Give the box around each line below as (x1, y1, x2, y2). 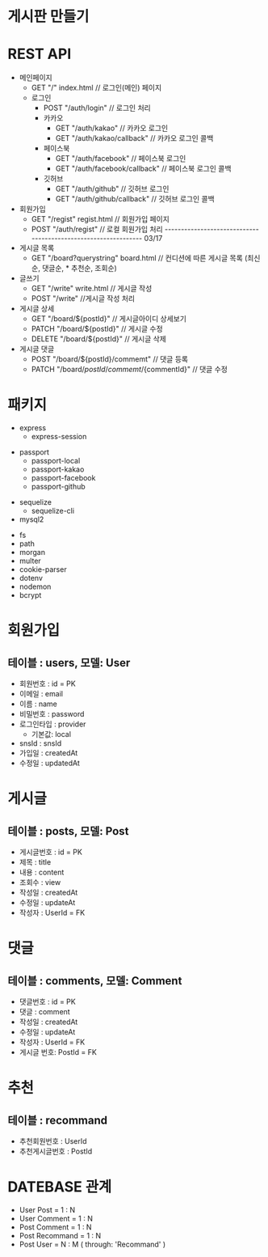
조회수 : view (19, 878, 61, 887)
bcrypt (19, 590, 42, 600)
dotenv (19, 573, 44, 583)
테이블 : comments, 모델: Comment (7, 974, 182, 988)
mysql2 (19, 514, 44, 524)
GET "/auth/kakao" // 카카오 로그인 (55, 123, 169, 133)
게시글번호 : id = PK (19, 847, 82, 857)
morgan (19, 548, 46, 557)
